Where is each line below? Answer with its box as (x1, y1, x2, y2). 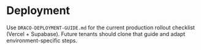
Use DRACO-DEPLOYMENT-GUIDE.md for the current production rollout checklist (6, 24, 195, 31)
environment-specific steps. (6, 37, 78, 44)
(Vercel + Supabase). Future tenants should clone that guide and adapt (6, 30, 186, 37)
